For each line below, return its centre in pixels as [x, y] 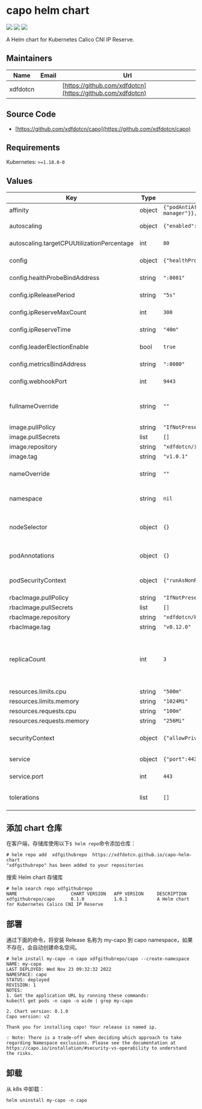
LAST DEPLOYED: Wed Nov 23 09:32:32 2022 [59, 969]
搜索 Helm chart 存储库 [35, 877]
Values [20, 181]
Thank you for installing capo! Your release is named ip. [82, 1027]
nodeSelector [28, 527]
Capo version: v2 [28, 1016]
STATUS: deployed [28, 980]
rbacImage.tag [30, 627]
